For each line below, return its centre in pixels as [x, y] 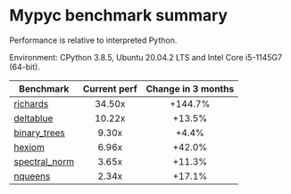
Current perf [111, 88]
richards [31, 103]
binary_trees [39, 133]
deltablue [33, 118]
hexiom [29, 147]
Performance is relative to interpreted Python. [93, 40]
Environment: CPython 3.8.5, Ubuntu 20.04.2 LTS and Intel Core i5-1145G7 [146, 57]
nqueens [32, 176]
